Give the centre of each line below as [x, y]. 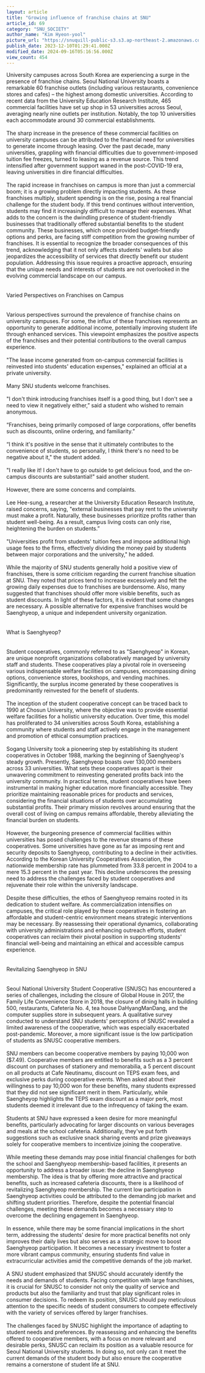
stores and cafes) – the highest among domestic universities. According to [100, 94]
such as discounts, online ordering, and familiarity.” [71, 431]
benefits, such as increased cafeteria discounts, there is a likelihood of [95, 1183]
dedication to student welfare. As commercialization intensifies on [89, 904]
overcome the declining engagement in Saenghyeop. [73, 1215]
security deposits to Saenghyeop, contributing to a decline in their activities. [102, 852]
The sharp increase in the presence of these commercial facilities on [92, 133]
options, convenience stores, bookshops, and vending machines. [88, 677]
